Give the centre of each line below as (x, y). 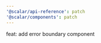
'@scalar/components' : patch (42, 17)
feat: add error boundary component (51, 34)
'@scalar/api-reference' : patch (46, 11)
